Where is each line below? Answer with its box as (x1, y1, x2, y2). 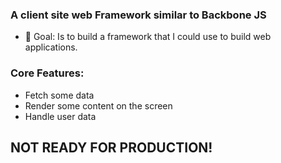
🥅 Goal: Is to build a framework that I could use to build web (24, 31, 272, 43)
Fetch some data (24, 89, 95, 101)
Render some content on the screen (24, 99, 173, 112)
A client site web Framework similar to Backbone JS (10, 8, 267, 22)
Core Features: (10, 66, 85, 80)
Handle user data (24, 110, 97, 122)
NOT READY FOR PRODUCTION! (10, 139, 213, 156)
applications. (24, 41, 78, 53)
